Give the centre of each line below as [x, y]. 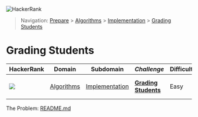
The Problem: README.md [39, 108]
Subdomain [107, 69]
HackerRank [27, 69]
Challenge [149, 69]
